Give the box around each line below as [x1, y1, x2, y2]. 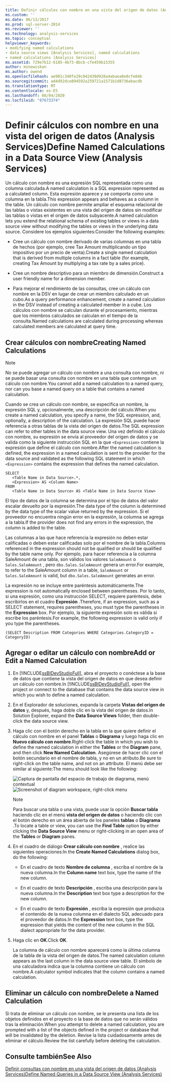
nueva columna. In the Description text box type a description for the [20, 890, 164, 896]
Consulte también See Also [5, 1052, 92, 1061]
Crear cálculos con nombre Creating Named [5, 338, 146, 347]
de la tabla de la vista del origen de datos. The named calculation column [12, 952, 165, 958]
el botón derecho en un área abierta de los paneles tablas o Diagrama [12, 817, 160, 823]
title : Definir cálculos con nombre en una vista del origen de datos [5, 7, 158, 13]
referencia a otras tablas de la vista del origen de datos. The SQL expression [5, 423, 164, 429]
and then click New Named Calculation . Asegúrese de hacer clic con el [12, 749, 163, 755]
